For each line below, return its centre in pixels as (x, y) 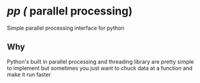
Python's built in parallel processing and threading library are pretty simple (100, 61)
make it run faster (29, 75)
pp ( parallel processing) (70, 11)
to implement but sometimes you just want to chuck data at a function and (100, 68)
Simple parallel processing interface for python (66, 28)
